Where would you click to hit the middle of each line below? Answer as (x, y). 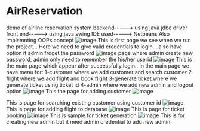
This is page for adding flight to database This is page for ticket (96, 109)
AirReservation (44, 11)
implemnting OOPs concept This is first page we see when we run (99, 40)
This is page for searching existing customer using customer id (84, 102)
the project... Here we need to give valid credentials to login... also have (94, 47)
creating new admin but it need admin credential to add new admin (88, 121)
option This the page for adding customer (69, 91)
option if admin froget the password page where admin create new (99, 53)
